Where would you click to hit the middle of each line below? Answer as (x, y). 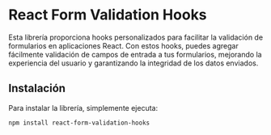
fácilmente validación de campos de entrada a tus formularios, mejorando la (135, 54)
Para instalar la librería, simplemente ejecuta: (83, 108)
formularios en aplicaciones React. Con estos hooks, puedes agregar (123, 45)
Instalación (37, 89)
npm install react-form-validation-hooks (79, 123)
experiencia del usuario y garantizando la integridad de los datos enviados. (133, 63)
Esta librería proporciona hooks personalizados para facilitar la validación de (136, 37)
